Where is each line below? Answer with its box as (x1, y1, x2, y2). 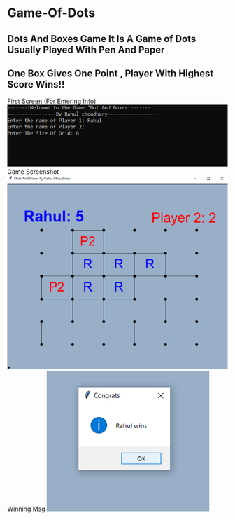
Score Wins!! (7, 78, 65, 90)
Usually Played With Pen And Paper (7, 43, 165, 55)
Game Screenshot (7, 167, 59, 176)
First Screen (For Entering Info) (7, 97, 97, 106)
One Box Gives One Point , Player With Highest (7, 67, 214, 79)
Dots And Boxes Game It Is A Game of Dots (7, 33, 197, 45)
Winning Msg (7, 505, 45, 513)
